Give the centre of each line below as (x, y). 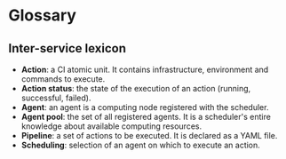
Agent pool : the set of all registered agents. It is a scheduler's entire (146, 117)
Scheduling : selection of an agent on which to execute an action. (141, 145)
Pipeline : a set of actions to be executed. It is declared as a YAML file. (149, 135)
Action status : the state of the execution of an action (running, (136, 88)
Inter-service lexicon (67, 48)
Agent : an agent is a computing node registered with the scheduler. (145, 107)
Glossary (43, 16)
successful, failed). (56, 98)
